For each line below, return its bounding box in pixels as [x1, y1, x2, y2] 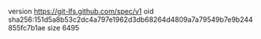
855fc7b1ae [8, 23, 45, 32]
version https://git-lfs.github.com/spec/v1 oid [8, 7, 154, 16]
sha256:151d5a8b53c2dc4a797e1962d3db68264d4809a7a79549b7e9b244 [8, 15, 253, 24]
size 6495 [46, 23, 80, 32]
